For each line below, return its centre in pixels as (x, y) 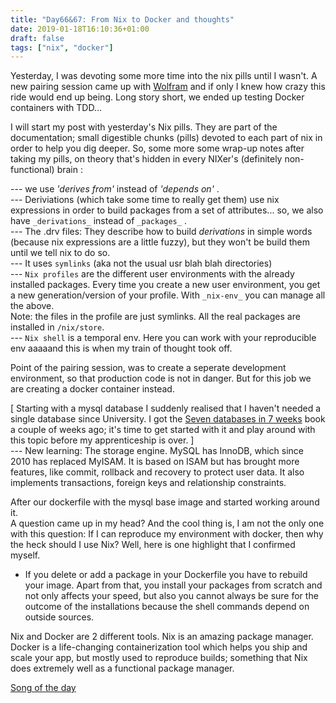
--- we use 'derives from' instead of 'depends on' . (115, 189)
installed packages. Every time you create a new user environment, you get (165, 285)
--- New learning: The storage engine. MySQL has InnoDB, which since (157, 451)
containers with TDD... (56, 108)
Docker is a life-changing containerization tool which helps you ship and (159, 647)
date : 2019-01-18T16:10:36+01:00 (80, 29)
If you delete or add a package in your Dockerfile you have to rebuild (166, 575)
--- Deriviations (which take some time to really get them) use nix (145, 200)
